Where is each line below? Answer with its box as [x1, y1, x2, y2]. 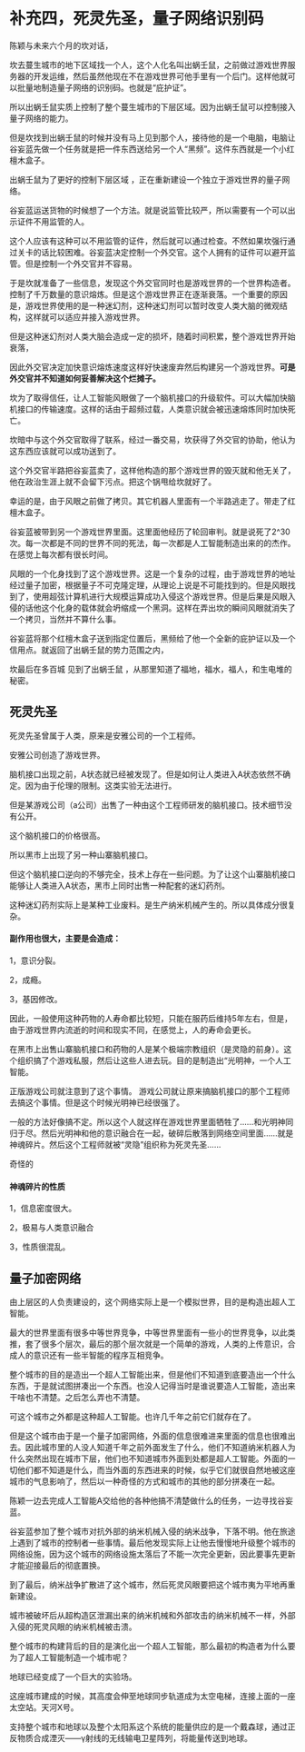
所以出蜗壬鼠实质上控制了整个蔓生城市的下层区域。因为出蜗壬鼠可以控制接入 [9, 101, 296, 112]
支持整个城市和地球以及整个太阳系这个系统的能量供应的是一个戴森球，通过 [9, 1721, 288, 1732]
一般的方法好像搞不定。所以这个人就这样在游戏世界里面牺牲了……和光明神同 [9, 1116, 294, 1127]
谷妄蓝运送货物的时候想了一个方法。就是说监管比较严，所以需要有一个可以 [9, 204, 288, 215]
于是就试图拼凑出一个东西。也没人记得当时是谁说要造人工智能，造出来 [33, 1380, 296, 1391]
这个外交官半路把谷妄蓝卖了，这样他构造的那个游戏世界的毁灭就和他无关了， [9, 464, 296, 475]
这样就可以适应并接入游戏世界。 [25, 311, 145, 323]
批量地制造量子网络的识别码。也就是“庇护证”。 [16, 82, 192, 93]
